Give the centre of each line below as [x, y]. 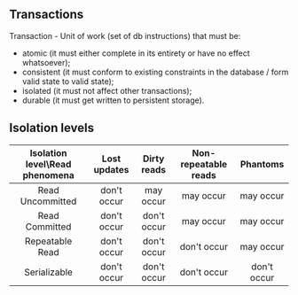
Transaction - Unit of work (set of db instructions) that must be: [125, 35]
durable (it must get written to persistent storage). [113, 100]
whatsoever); [46, 62]
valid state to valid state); [68, 81]
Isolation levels [52, 128]
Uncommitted [48, 201]
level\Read [48, 164]
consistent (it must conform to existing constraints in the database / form [155, 72]
